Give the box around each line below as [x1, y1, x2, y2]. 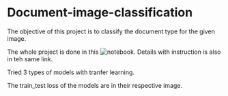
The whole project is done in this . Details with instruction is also [7, 48, 221, 56]
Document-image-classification [7, 5, 193, 20]
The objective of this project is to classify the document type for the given [7, 27, 215, 35]
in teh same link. [7, 54, 53, 63]
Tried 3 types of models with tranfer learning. [7, 68, 135, 76]
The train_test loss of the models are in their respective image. [7, 81, 183, 89]
